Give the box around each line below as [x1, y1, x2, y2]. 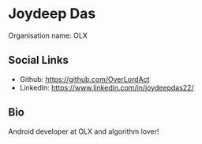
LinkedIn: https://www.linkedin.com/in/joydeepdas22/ [19, 83, 195, 92]
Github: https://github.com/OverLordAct [19, 74, 150, 83]
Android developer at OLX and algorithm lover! [8, 127, 159, 136]
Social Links [8, 54, 69, 67]
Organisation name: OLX [8, 31, 88, 40]
